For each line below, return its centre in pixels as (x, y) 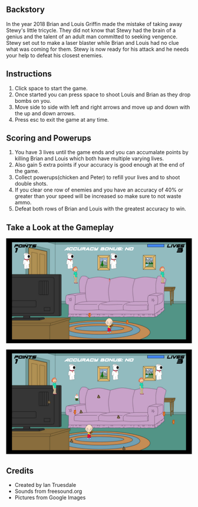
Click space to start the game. (51, 88)
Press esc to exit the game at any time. (62, 119)
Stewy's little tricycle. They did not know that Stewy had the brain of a (91, 30)
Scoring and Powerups (49, 138)
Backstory (26, 10)
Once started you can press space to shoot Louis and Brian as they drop (103, 95)
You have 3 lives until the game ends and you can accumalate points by (101, 152)
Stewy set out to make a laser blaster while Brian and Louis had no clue (93, 43)
